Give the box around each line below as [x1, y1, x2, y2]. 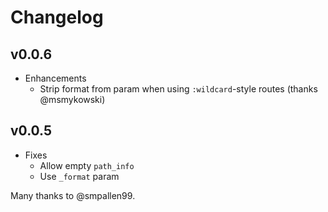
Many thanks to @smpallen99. [10, 189, 136, 201]
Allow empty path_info [39, 159, 135, 171]
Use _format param [39, 170, 120, 182]
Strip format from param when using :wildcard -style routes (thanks [39, 83, 318, 95]
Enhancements [24, 72, 87, 84]
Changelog [10, 6, 104, 29]
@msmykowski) [39, 94, 106, 105]
